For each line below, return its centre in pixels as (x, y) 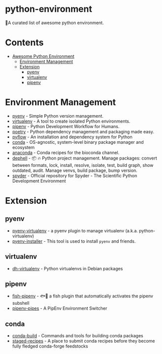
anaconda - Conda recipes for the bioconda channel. (66, 152)
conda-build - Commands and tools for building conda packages (78, 336)
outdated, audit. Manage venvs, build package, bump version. (75, 170)
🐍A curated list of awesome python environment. (54, 23)
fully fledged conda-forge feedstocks (50, 346)
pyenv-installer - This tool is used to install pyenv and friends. (74, 241)
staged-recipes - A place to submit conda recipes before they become (84, 341)
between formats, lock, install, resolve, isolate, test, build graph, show (83, 165)
